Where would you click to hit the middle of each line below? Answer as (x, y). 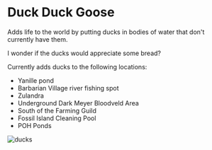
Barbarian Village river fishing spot (68, 88)
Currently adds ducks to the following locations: (77, 67)
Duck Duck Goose (61, 12)
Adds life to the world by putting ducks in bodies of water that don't (106, 32)
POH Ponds (34, 125)
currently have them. (38, 39)
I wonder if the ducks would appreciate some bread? (84, 53)
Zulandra (31, 96)
